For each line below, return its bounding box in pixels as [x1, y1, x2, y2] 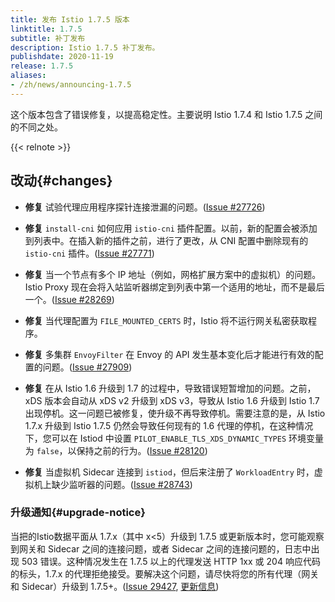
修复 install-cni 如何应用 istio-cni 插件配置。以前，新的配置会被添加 [24, 222, 318, 234]
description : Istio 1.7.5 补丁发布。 [10, 42, 160, 53]
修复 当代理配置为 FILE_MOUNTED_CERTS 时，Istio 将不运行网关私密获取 [24, 314, 308, 326]
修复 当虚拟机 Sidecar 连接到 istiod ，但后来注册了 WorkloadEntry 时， [24, 466, 315, 478]
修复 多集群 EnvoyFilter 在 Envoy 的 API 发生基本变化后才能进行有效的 [24, 348, 315, 360]
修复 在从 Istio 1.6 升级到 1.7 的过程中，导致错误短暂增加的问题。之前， [24, 382, 317, 394]
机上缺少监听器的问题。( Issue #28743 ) [33, 478, 193, 490]
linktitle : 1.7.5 [10, 24, 83, 34]
